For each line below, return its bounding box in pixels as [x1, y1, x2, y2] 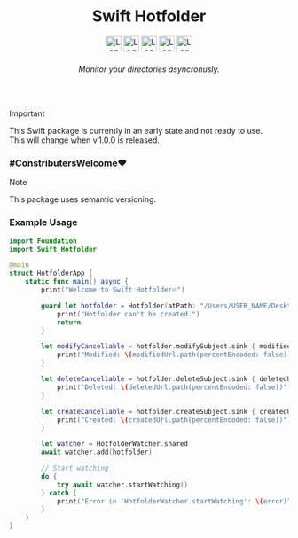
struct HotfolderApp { [9, 269, 93, 278]
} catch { [41, 488, 77, 497]
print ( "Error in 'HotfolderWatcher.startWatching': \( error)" [56, 496, 292, 506]
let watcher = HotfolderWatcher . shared [41, 440, 189, 448]
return [56, 317, 82, 327]
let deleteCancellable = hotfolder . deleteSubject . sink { [41, 375, 255, 384]
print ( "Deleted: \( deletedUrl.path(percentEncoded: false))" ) [56, 383, 292, 392]
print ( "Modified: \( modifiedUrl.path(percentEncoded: [56, 350, 260, 360]
